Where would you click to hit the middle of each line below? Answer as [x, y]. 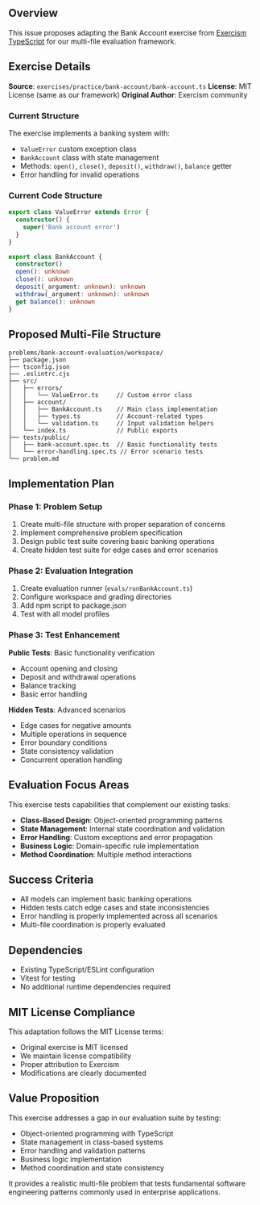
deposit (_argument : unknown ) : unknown [81, 287]
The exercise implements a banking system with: [89, 133]
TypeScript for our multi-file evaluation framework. [93, 41]
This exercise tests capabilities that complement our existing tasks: [120, 804]
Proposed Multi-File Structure [85, 334]
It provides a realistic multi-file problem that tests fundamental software [127, 1183]
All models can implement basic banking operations [105, 899]
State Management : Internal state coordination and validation [122, 828]
